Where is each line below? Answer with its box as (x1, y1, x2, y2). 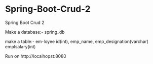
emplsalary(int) (5, 43, 36, 49)
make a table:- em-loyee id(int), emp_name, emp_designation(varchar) (5, 38, 149, 44)
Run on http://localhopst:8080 (5, 53, 67, 59)
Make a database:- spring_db (5, 29, 65, 35)
